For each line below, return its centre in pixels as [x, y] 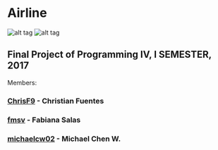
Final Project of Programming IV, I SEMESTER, [109, 55]
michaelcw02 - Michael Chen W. [64, 139]
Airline [27, 13]
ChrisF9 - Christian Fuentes [56, 101]
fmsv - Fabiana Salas [44, 120]
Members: [22, 82]
